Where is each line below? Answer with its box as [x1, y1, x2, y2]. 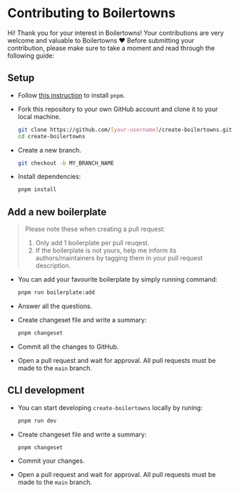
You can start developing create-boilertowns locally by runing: [17, 403, 203, 411]
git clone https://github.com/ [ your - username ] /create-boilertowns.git [17, 126, 233, 133]
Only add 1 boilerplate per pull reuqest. [35, 239, 150, 247]
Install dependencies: [17, 173, 81, 181]
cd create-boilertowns [17, 133, 86, 140]
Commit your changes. [17, 456, 85, 465]
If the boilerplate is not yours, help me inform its [35, 246, 177, 255]
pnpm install [17, 186, 57, 193]
